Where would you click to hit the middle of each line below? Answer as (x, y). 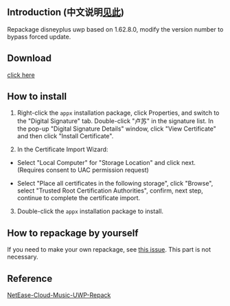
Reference (30, 278)
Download (29, 58)
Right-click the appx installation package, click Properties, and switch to (118, 113)
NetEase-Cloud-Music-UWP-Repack (59, 295)
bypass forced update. (39, 36)
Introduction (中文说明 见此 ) (66, 12)
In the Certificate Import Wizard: (62, 149)
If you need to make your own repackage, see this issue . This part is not (109, 250)
